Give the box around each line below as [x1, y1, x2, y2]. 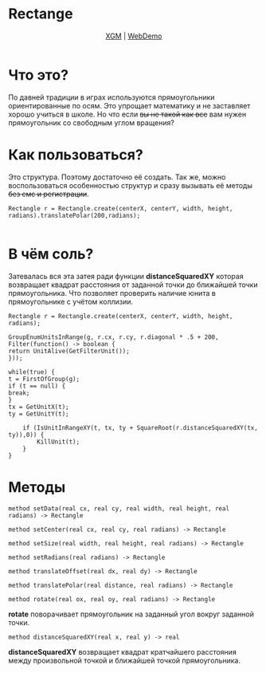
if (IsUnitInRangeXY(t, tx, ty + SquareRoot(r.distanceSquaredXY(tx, [22, 423, 259, 431]
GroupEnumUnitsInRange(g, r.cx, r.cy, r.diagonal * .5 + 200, [8, 333, 219, 341]
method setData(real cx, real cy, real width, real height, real [8, 504, 229, 513]
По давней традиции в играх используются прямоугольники [8, 92, 215, 102]
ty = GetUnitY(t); [8, 410, 69, 418]
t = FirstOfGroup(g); [8, 375, 80, 383]
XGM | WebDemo [105, 31, 162, 41]
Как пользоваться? [8, 146, 143, 164]
